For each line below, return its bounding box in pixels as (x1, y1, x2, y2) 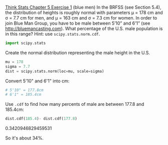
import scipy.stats (5, 41, 46, 46)
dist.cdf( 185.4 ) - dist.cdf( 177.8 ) (5, 116, 78, 121)
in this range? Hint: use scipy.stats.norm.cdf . (5, 31, 100, 37)
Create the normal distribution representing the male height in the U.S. (5, 50, 150, 56)
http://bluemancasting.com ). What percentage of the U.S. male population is (5, 26, 163, 32)
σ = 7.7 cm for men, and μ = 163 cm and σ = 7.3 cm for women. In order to (5, 15, 157, 21)
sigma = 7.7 (5, 64, 30, 69)
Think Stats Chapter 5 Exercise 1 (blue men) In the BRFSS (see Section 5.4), (5, 5, 161, 10)
